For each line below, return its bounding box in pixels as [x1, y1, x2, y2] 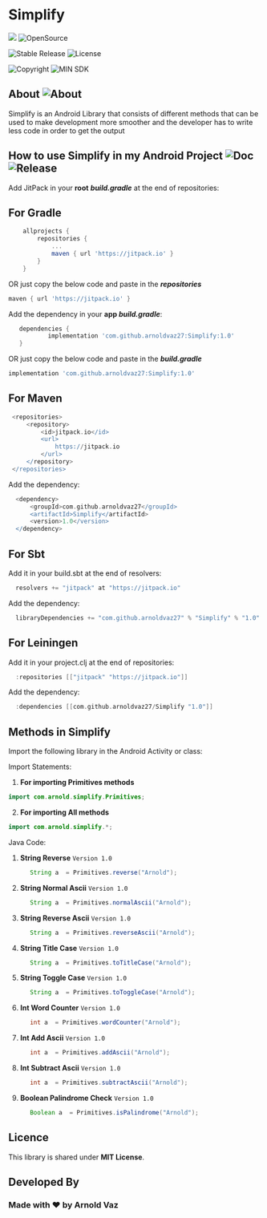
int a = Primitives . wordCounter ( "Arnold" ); [29, 1018, 181, 1027]
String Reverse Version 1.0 [19, 852, 112, 863]
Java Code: [8, 837, 47, 847]
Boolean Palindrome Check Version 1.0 [19, 1093, 154, 1103]
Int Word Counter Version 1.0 [19, 1003, 120, 1013]
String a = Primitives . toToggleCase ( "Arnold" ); [29, 989, 196, 997]
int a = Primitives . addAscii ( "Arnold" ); [29, 1049, 171, 1057]
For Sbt [8, 547, 46, 560]
